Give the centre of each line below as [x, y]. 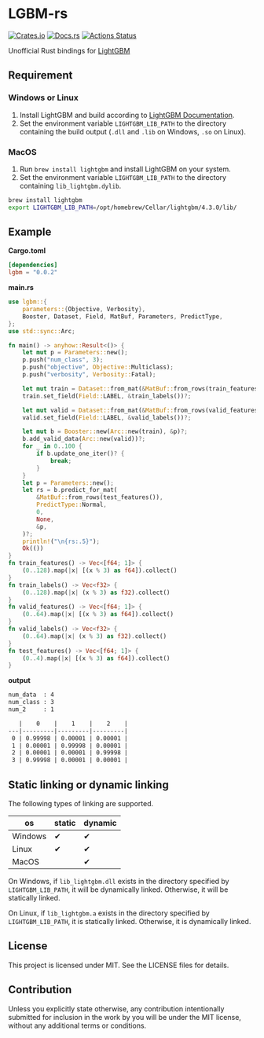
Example [30, 232]
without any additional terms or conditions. [77, 1025]
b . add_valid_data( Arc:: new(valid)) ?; [84, 439]
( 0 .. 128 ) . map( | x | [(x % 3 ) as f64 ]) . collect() [100, 570]
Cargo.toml [27, 251]
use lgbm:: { [27, 302]
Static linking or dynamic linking [88, 785]
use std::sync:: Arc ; [42, 331]
